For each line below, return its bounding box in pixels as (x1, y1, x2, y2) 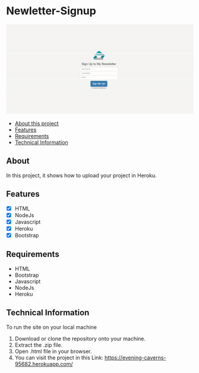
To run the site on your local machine (6, 323, 97, 331)
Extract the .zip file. (14, 341, 63, 349)
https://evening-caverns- (105, 354, 166, 361)
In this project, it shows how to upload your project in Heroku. (6, 171, 157, 179)
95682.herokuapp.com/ (14, 360, 73, 367)
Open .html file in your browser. (14, 347, 92, 355)
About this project (14, 120, 59, 127)
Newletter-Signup (6, 4, 96, 18)
